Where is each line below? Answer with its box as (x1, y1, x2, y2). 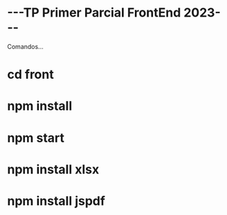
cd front (7, 67, 54, 82)
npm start (7, 130, 64, 146)
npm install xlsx (7, 161, 100, 177)
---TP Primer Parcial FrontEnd (7, 5, 181, 21)
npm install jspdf (7, 193, 106, 209)
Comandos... (7, 42, 44, 50)
